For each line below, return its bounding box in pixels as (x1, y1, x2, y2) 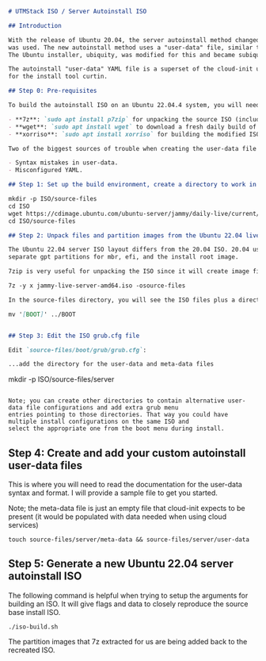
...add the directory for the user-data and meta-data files (8, 360, 215, 368)
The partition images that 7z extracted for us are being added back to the (8, 636, 248, 646)
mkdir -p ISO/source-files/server (8, 375, 115, 384)
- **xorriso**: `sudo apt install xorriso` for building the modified (8, 130, 246, 138)
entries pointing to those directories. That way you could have (8, 411, 228, 419)
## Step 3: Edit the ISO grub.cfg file (8, 332, 140, 340)
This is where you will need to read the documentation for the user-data (8, 480, 243, 490)
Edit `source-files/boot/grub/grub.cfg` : (8, 346, 147, 354)
